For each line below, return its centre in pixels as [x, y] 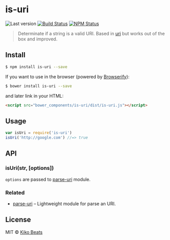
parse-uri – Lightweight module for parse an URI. [64, 204]
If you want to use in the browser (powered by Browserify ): [67, 77]
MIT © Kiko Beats [24, 232]
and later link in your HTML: [35, 96]
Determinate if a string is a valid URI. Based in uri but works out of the [91, 33]
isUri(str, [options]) [30, 168]
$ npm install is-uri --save [36, 67]
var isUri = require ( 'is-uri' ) [39, 133]
